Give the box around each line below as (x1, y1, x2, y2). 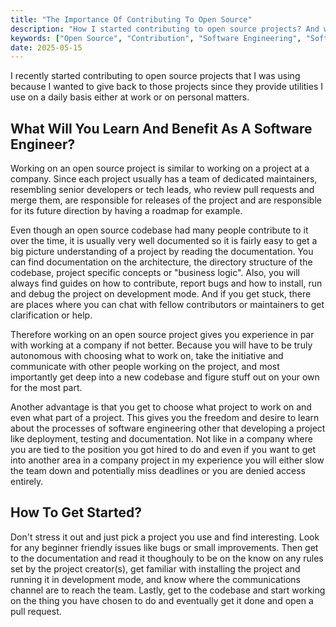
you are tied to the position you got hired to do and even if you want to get (10, 444, 317, 456)
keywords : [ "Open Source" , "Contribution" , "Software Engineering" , (10, 33, 302, 43)
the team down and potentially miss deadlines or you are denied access (10, 465, 307, 477)
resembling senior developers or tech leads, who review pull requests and (10, 184, 315, 196)
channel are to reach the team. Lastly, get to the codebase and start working (10, 584, 326, 596)
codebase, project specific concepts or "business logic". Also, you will (10, 267, 300, 279)
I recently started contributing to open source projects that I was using (10, 70, 301, 82)
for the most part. (10, 382, 83, 394)
